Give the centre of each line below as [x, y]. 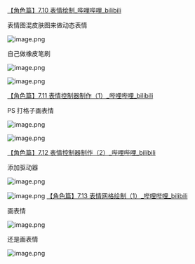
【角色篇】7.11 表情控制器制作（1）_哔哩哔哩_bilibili [80, 96]
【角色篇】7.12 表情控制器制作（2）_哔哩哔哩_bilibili [81, 152]
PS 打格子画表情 [31, 110]
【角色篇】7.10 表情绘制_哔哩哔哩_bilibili [64, 10]
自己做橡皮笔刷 [29, 54]
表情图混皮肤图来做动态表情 [47, 25]
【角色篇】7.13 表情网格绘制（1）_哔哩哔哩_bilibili [117, 196]
